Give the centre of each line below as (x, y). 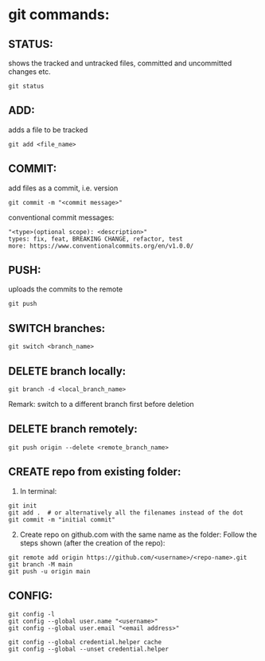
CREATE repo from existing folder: (95, 472)
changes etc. (30, 72)
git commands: (59, 15)
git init (23, 506)
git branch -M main (41, 564)
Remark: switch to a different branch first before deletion (101, 405)
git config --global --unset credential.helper (89, 649)
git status (26, 86)
